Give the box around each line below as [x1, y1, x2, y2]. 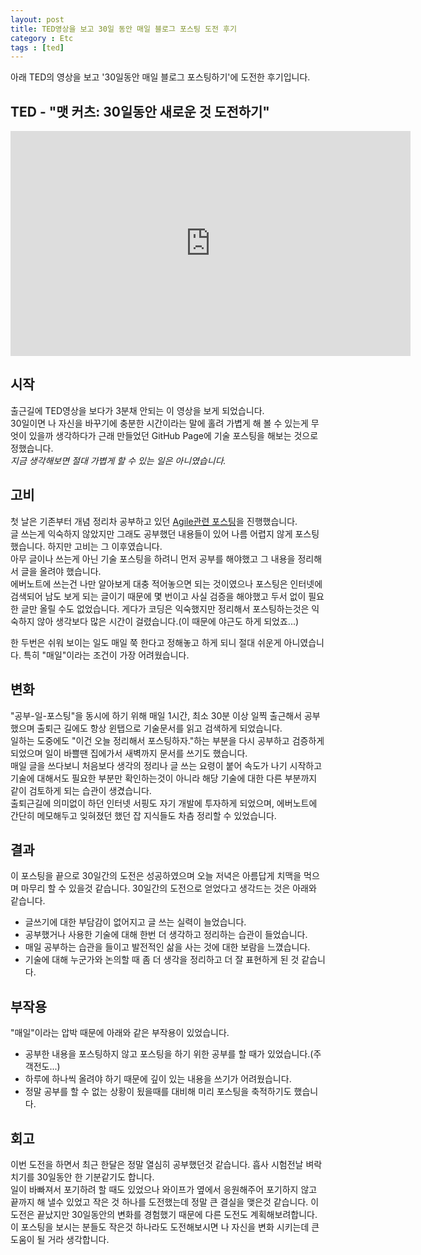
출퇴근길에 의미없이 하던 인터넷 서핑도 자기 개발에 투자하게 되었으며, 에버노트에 [10, 797, 318, 809]
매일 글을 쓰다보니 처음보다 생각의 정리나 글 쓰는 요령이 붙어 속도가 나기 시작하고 [10, 759, 323, 771]
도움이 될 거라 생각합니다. [10, 1233, 110, 1245]
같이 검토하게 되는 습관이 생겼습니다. [10, 784, 152, 796]
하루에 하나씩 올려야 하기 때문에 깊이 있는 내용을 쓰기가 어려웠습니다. [24, 1073, 292, 1085]
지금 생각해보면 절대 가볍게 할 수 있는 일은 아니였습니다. [10, 454, 227, 466]
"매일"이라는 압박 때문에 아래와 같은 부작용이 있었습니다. [10, 1027, 230, 1039]
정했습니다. [10, 442, 54, 454]
